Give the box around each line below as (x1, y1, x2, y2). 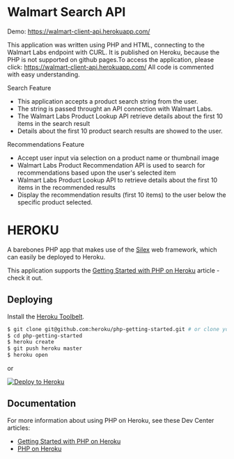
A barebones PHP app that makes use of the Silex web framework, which (7, 245, 217, 254)
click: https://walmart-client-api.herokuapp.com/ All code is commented (7, 63, 214, 71)
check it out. (7, 273, 43, 282)
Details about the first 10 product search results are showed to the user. (17, 127, 223, 135)
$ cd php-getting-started (7, 332, 82, 339)
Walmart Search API (7, 4, 126, 20)
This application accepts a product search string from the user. (17, 97, 198, 105)
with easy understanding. (7, 70, 80, 79)
